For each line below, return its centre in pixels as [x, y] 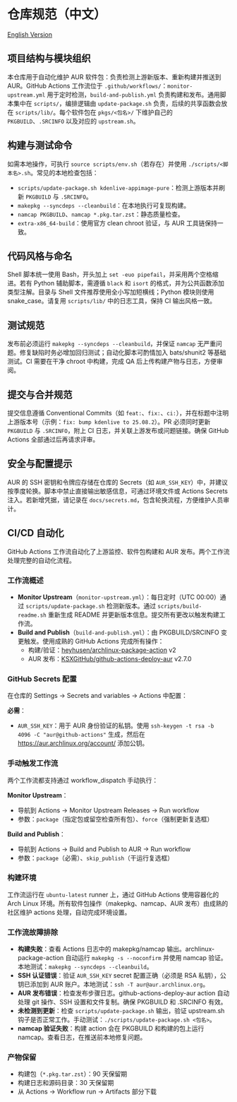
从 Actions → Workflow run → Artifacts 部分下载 [87, 1091]
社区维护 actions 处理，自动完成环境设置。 [69, 912]
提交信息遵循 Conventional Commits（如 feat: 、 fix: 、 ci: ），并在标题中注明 [118, 413]
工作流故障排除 [33, 932]
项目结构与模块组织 [49, 58]
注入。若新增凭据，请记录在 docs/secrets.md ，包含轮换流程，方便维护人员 [115, 499]
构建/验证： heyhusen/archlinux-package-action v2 [102, 650]
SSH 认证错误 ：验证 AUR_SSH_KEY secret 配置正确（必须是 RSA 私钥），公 [122, 976]
